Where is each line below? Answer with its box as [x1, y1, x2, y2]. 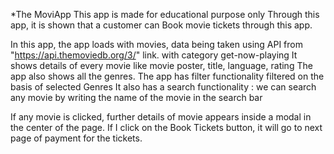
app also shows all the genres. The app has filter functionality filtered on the [10, 70, 325, 82]
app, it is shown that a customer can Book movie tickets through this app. [10, 19, 313, 31]
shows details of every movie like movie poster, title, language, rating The [10, 60, 313, 71]
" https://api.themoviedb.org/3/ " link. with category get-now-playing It [10, 49, 298, 61]
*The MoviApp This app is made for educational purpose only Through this [10, 9, 320, 20]
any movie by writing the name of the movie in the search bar [10, 92, 263, 103]
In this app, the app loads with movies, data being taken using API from [10, 39, 303, 50]
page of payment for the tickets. [10, 132, 143, 144]
